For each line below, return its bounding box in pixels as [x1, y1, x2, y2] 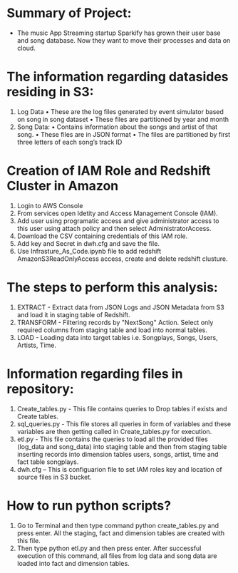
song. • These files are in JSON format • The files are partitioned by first [16, 130, 231, 138]
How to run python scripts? [6, 497, 172, 514]
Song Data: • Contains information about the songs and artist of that [16, 123, 218, 131]
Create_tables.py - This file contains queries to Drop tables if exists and [16, 404, 227, 413]
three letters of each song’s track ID [16, 138, 123, 146]
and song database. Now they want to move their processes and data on [16, 36, 231, 44]
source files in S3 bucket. [16, 473, 92, 481]
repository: [6, 381, 74, 397]
